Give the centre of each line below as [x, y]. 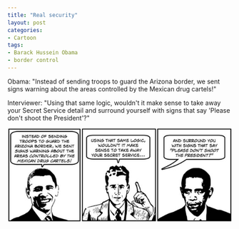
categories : [25, 30]
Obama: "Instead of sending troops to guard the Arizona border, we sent [114, 81]
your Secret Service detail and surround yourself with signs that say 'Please [119, 110]
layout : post [27, 22]
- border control [33, 61]
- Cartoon [22, 38]
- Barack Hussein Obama [43, 53]
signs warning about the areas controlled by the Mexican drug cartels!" [112, 88]
